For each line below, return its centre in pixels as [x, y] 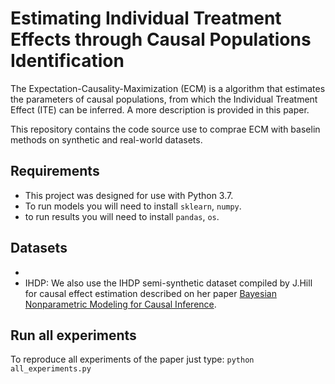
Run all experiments [73, 335]
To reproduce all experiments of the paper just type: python [132, 359]
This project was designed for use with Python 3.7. [129, 195]
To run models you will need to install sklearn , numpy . [133, 206]
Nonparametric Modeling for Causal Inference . [120, 304]
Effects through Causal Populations [161, 39]
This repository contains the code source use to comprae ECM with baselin [165, 129]
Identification [67, 61]
